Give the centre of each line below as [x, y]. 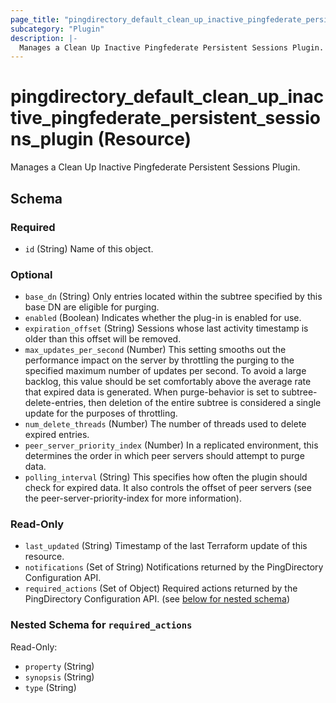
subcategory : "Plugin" [57, 29]
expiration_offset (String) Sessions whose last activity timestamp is [166, 328]
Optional [31, 274]
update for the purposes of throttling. [101, 413]
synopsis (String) [59, 677]
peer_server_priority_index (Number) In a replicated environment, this [171, 445]
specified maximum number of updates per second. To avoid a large [165, 371]
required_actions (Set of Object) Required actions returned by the [161, 588]
